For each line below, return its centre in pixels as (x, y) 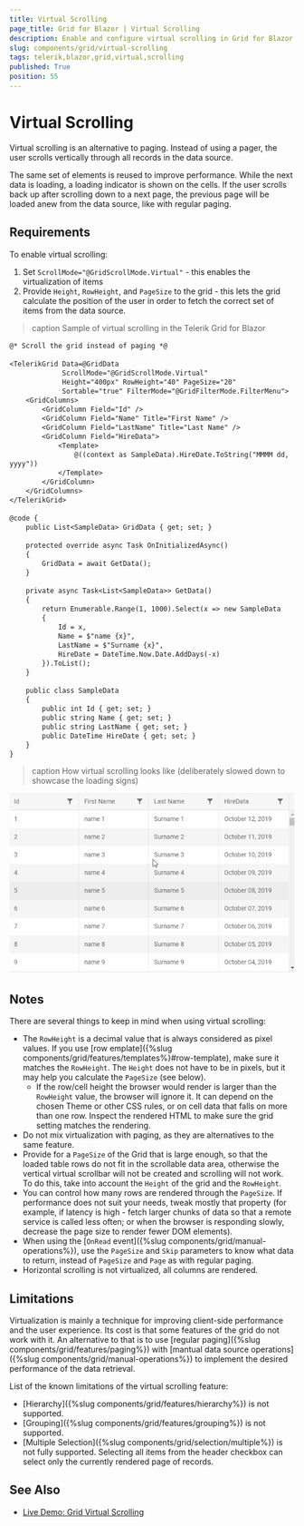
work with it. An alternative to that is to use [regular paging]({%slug (135, 1340)
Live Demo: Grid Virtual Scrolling (83, 1511)
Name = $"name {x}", (96, 636)
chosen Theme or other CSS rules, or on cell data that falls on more (161, 1106)
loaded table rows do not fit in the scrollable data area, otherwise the (151, 1164)
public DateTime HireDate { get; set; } (119, 736)
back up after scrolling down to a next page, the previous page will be (139, 194)
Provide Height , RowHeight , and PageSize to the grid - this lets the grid (151, 291)
